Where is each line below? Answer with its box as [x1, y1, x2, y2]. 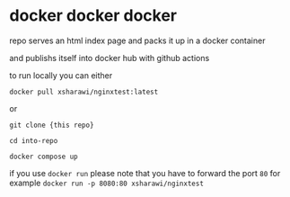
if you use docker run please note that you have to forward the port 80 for [9, 167, 281, 178]
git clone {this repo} [9, 121, 94, 130]
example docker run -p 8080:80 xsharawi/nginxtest [9, 177, 205, 188]
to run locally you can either [9, 69, 113, 81]
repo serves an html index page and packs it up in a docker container [9, 35, 266, 46]
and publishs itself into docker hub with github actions [9, 52, 210, 63]
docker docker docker [9, 5, 178, 26]
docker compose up [9, 152, 78, 161]
